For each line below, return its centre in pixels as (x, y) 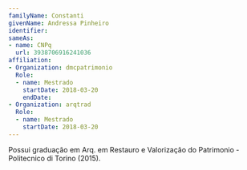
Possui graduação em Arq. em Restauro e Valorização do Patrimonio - (124, 149)
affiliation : (30, 61)
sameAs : (21, 38)
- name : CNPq (30, 45)
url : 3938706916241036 (53, 53)
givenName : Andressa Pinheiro (59, 23)
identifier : (28, 30)
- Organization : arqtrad (50, 105)
